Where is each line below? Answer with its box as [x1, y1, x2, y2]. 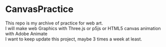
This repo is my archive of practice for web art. [5, 20, 103, 26]
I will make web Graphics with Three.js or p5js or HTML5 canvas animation [5, 25, 161, 31]
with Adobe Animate [5, 30, 48, 36]
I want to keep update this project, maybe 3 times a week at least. [5, 36, 143, 42]
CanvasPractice [5, 3, 74, 15]
